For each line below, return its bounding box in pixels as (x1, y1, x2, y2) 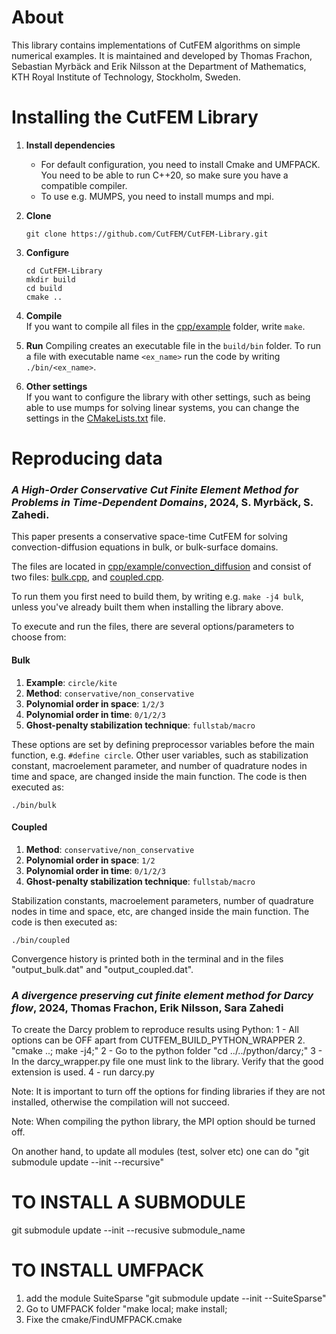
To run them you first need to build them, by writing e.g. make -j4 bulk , (11, 591, 304, 603)
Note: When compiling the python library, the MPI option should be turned (11, 1116, 316, 1128)
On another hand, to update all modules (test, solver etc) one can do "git (11, 1146, 310, 1158)
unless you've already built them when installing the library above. (11, 601, 284, 613)
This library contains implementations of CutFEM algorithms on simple (11, 39, 301, 51)
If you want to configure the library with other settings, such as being (25, 391, 311, 403)
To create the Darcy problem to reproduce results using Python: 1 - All (11, 1024, 299, 1036)
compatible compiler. (40, 179, 128, 191)
